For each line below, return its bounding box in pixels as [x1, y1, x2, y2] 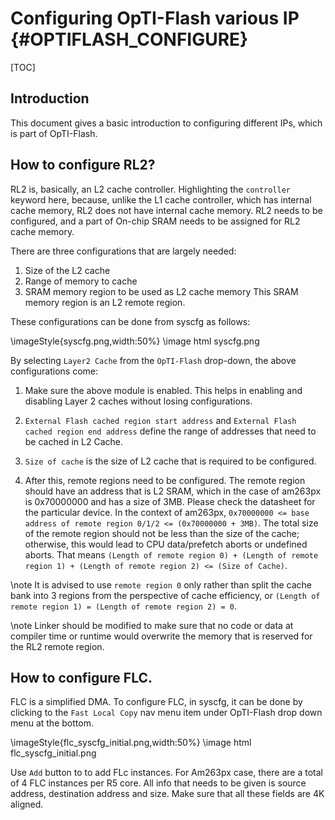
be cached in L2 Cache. [24, 435, 123, 447]
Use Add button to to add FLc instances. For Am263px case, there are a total [10, 767, 323, 779]
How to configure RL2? [10, 157, 156, 174]
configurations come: [10, 365, 99, 377]
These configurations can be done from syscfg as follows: [10, 315, 251, 327]
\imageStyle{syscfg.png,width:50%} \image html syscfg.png [10, 335, 260, 347]
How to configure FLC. [10, 669, 153, 686]
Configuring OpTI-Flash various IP [10, 7, 300, 30]
